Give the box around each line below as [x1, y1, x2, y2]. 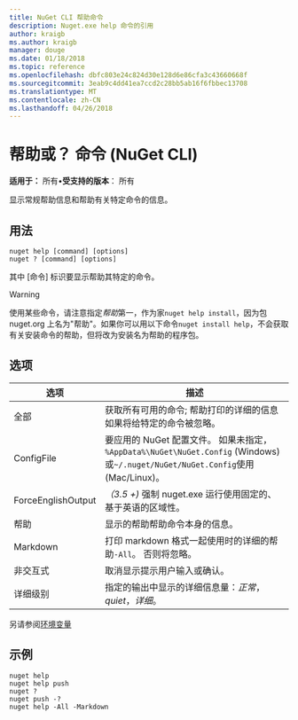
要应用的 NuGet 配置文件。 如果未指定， [105, 434, 272, 446]
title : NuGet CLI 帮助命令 [9, 12, 104, 22]
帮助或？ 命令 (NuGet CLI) [9, 145, 199, 165]
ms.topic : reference [9, 63, 86, 72]
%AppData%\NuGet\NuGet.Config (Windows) [105, 445, 281, 458]
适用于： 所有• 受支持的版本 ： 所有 [9, 176, 135, 186]
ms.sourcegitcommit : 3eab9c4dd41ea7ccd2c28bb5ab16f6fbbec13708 [9, 79, 248, 88]
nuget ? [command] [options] [9, 254, 117, 263]
